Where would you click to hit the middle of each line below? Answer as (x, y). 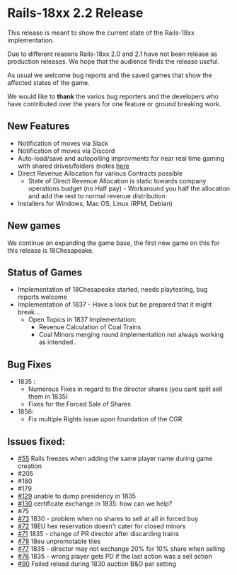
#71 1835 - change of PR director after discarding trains (98, 534)
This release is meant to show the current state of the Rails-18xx (101, 33)
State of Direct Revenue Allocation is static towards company (117, 181)
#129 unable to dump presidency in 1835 (77, 496)
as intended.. (58, 342)
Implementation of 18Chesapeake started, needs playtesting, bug (112, 290)
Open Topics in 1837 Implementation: (82, 319)
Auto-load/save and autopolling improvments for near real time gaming (121, 158)
